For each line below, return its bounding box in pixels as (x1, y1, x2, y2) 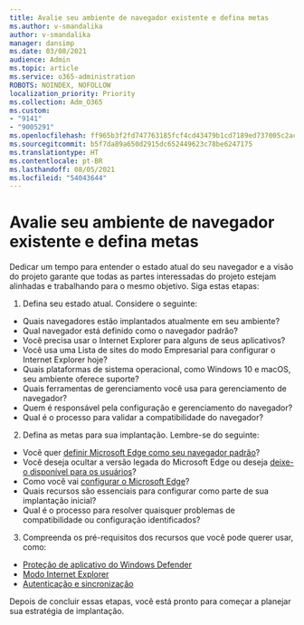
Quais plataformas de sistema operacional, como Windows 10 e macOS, (22, 364, 291, 375)
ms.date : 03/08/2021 (9, 47, 88, 56)
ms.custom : (9, 106, 51, 115)
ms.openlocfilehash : (9, 131, 88, 140)
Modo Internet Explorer (22, 569, 109, 580)
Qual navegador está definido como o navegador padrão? (22, 325, 238, 336)
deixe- (270, 457, 294, 467)
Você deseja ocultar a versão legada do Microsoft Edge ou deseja (22, 457, 269, 467)
